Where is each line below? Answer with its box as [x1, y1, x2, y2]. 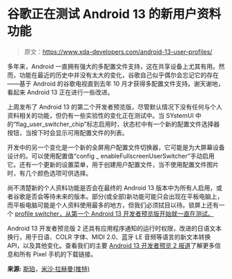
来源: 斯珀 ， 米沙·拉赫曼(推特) [7, 265, 90, 273]
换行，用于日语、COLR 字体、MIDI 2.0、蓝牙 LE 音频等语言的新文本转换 [7, 232, 211, 241]
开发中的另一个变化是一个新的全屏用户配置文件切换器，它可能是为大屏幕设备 [7, 143, 225, 152]
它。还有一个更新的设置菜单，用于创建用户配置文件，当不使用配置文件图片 [7, 160, 219, 169]
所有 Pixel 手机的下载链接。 [19, 249, 97, 258]
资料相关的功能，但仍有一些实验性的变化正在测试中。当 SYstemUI [7, 111, 194, 119]
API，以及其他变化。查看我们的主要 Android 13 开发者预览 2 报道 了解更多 [7, 241, 215, 249]
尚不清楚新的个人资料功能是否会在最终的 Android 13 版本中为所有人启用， [7, 183, 217, 192]
